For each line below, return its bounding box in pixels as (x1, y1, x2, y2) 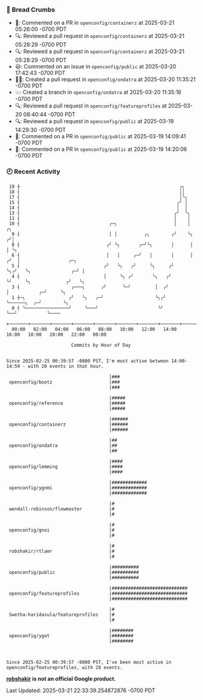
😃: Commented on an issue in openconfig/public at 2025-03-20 (14, 63, 176, 70)
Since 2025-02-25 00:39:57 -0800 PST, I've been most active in (6, 659, 172, 665)
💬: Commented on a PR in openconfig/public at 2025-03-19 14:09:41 (14, 133, 186, 140)
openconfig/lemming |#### (8, 463, 123, 470)
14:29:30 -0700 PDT (14, 126, 66, 133)
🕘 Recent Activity (6, 167, 60, 176)
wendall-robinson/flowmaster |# (8, 506, 115, 512)
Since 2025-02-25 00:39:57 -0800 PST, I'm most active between (6, 358, 169, 364)
